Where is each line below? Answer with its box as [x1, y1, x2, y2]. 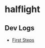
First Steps [11, 37, 34, 43]
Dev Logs [4, 24, 34, 32]
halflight [4, 4, 40, 15]
